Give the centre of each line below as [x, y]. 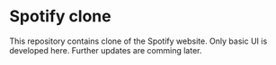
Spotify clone [60, 16]
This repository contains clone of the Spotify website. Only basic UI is [138, 41]
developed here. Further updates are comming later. [106, 50]
